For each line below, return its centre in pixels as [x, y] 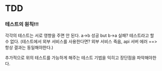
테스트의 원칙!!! [22, 24]
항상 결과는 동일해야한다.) [29, 47]
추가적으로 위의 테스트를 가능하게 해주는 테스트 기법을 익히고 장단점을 [70, 58]
